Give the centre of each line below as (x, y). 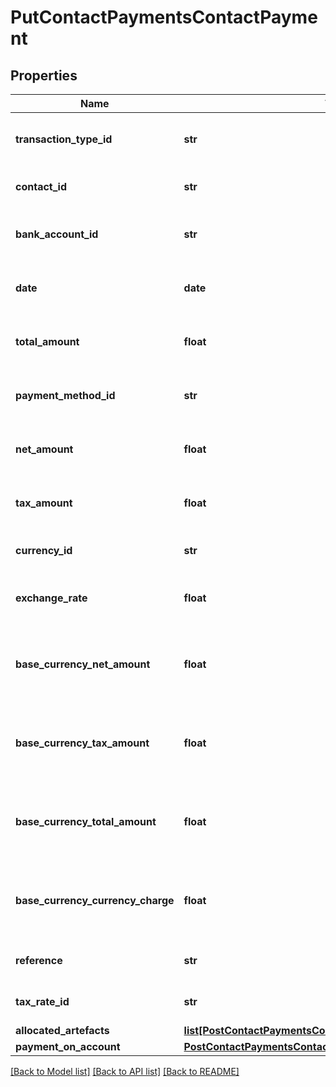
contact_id (41, 186)
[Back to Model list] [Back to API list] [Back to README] (125, 1071)
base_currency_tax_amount (82, 743)
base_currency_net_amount (83, 664)
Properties (44, 75)
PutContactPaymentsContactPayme (164, 17)
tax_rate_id (42, 1001)
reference (39, 960)
